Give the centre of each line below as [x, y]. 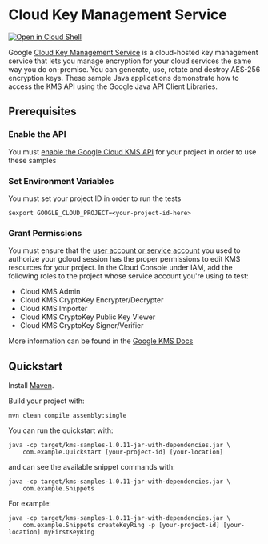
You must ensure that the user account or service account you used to [125, 250]
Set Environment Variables [61, 181]
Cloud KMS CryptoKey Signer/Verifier [82, 326]
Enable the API [37, 134]
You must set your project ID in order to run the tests [95, 198]
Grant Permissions [45, 233]
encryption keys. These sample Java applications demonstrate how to [124, 78]
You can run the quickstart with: [61, 430]
